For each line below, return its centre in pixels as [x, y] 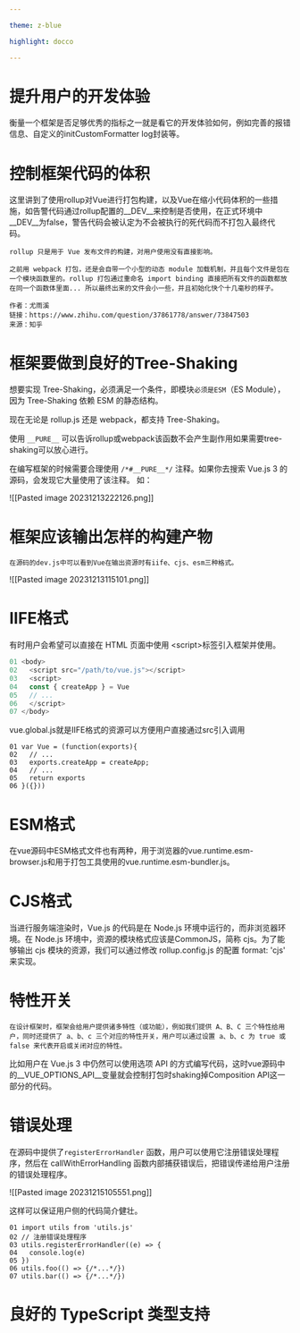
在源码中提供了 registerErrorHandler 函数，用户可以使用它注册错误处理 [141, 1152]
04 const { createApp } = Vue [69, 687]
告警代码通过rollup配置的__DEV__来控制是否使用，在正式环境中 [148, 211]
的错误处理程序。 [41, 1175]
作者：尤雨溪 [29, 306]
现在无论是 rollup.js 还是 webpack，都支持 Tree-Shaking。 [117, 420]
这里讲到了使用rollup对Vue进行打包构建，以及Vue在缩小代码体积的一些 [140, 200]
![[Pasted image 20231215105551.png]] [81, 1193]
